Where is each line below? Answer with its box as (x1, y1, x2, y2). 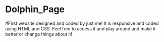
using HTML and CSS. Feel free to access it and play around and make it (5, 25, 156, 31)
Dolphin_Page (5, 4, 65, 15)
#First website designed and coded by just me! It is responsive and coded (5, 20, 159, 26)
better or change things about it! (5, 31, 72, 37)
